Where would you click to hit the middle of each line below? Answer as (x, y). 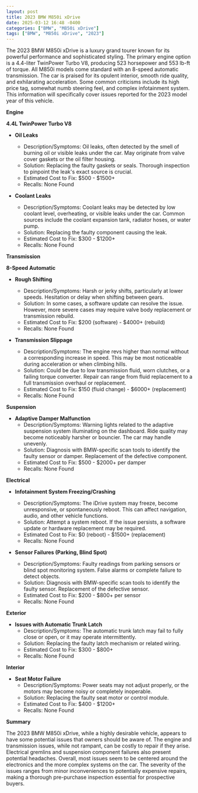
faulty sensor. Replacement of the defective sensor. (86, 589)
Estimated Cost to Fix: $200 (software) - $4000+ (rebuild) (94, 323)
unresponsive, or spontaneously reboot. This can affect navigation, (105, 510)
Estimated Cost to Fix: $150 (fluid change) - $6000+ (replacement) (105, 389)
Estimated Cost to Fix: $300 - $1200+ (69, 239)
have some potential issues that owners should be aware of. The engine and (99, 740)
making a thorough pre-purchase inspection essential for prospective (91, 777)
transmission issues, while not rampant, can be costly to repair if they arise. (98, 746)
